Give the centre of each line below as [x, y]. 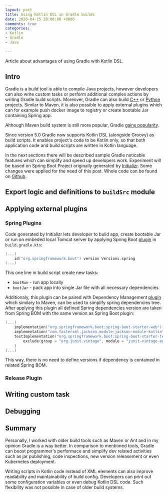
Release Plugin [24, 378]
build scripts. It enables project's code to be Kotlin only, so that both [75, 140]
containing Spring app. [29, 115]
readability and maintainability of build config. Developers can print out [78, 476]
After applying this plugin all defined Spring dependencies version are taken [83, 308]
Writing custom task [37, 394]
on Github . [16, 176]
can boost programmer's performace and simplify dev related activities [78, 451]
